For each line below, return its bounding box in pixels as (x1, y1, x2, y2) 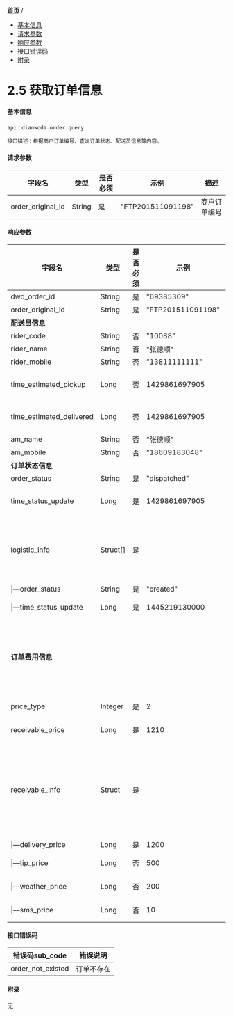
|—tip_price (10, 858, 49, 868)
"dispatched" (146, 473, 189, 483)
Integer (100, 701, 124, 711)
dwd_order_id (10, 292, 55, 301)
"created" (146, 584, 178, 594)
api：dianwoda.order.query (7, 125, 85, 132)
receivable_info (10, 785, 61, 795)
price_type (10, 701, 46, 711)
